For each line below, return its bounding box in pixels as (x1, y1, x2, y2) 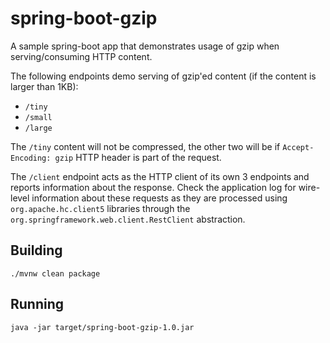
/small (24, 112, 53, 122)
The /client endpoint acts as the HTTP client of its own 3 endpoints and (10, 170, 310, 182)
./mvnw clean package (10, 268, 101, 279)
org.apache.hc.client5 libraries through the (10, 202, 191, 214)
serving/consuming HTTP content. (10, 50, 153, 62)
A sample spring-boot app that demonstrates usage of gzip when (10, 40, 280, 52)
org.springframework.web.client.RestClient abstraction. (10, 213, 246, 225)
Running (10, 296, 65, 313)
